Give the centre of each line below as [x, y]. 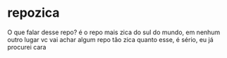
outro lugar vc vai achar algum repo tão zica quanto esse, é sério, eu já [110, 39]
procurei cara [27, 47]
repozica [33, 13]
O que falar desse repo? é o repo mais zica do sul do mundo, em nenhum [114, 32]
